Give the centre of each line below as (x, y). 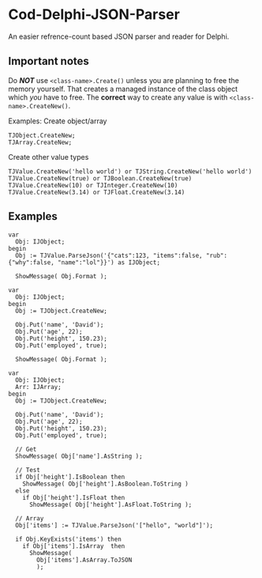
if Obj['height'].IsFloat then (74, 497)
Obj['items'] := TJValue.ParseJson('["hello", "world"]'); (114, 525)
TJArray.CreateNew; (40, 142)
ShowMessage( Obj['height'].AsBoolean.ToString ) (106, 484)
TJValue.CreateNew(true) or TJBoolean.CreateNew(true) (100, 178)
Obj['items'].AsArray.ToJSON (84, 560)
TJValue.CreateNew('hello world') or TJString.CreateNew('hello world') (130, 172)
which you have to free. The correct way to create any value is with (118, 97)
